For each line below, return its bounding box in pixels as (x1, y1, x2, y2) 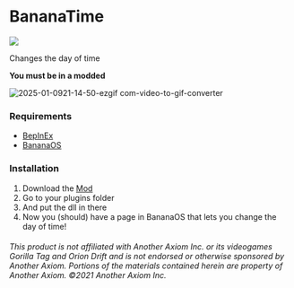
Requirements (9, 109, 73, 122)
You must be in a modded (9, 70, 106, 81)
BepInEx (22, 130, 54, 141)
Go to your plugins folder (22, 192, 115, 203)
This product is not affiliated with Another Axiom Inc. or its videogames (9, 241, 273, 252)
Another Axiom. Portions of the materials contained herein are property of (9, 260, 283, 271)
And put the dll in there (22, 202, 108, 213)
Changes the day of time (9, 52, 100, 64)
